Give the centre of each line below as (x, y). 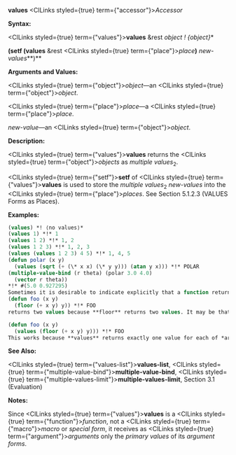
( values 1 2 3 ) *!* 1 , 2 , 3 (49, 247)
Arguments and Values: (43, 72)
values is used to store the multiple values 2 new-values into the (134, 185)
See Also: (22, 351)
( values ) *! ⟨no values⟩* (46, 227)
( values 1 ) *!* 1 (33, 234)
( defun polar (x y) (36, 260)
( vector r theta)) (41, 279)
